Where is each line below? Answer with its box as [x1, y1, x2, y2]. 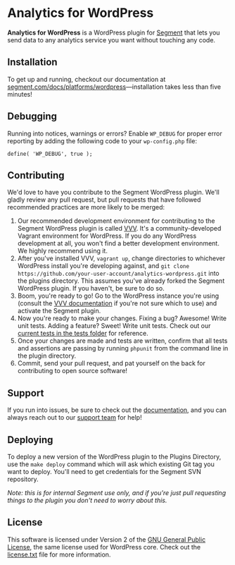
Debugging [7, 111, 58, 123]
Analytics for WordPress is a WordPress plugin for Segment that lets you [7, 28, 220, 37]
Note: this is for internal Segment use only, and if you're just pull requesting [7, 489, 227, 497]
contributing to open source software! [17, 367, 128, 375]
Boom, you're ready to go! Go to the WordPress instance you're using [17, 291, 220, 300]
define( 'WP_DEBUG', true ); [7, 150, 93, 157]
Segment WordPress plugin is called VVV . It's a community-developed [17, 224, 222, 233]
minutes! [7, 90, 33, 98]
